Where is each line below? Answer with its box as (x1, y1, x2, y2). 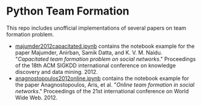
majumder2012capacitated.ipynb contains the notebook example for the (15, 42, 195, 50)
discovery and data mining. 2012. (15, 68, 98, 75)
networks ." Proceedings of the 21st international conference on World (15, 87, 189, 94)
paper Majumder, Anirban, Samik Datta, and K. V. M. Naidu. (15, 48, 163, 56)
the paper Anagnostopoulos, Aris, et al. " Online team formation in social (15, 81, 195, 88)
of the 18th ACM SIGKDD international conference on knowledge (15, 62, 177, 69)
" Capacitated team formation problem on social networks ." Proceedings (15, 55, 196, 62)
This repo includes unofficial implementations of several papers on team (6, 24, 186, 31)
